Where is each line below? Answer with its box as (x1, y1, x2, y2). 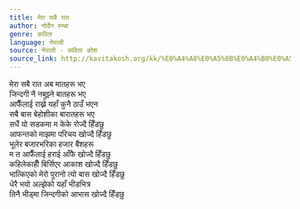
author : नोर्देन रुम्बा (9, 21, 69, 30)
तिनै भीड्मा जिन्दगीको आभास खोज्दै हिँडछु (9, 189, 125, 199)
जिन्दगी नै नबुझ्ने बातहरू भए (9, 89, 87, 99)
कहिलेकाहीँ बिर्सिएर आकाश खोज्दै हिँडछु (9, 159, 119, 169)
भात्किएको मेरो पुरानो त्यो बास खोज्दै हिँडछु (9, 169, 125, 179)
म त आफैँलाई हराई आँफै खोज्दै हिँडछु (9, 149, 112, 159)
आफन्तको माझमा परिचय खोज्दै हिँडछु (9, 129, 112, 139)
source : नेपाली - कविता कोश (9, 46, 98, 55)
